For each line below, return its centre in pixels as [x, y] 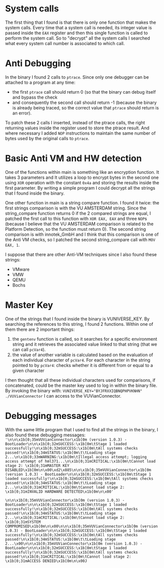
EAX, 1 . [12, 245]
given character [28, 370]
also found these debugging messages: [45, 435]
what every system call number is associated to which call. [65, 43]
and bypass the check [35, 97]
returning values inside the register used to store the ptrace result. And [77, 128]
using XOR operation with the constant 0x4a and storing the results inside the [82, 182]
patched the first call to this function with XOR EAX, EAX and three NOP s [76, 218]
